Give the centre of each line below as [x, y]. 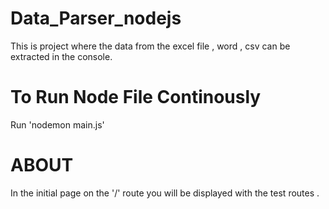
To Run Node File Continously [136, 97]
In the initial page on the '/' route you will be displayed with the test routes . [165, 193]
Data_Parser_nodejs [96, 18]
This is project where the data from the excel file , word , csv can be [150, 46]
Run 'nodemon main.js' [57, 124]
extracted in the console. [61, 56]
